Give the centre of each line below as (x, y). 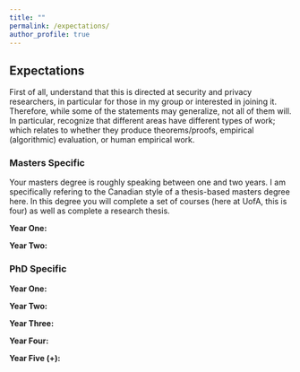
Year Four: (29, 341)
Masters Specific (47, 163)
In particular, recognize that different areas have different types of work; (142, 121)
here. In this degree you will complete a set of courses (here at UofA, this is (148, 202)
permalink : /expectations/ (60, 26)
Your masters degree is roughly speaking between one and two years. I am (148, 182)
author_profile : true (50, 34)
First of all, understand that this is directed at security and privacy (131, 92)
